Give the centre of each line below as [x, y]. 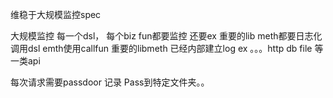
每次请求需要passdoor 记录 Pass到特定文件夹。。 [110, 82]
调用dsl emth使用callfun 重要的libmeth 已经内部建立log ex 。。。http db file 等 [167, 48]
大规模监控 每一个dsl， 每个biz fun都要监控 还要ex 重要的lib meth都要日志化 [166, 36]
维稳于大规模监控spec [56, 14]
